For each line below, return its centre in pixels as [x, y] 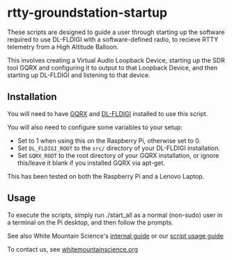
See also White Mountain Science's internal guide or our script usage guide [116, 236]
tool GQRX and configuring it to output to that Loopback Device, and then [113, 67]
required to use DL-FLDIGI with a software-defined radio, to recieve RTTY [113, 39]
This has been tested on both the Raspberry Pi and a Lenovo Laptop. [106, 176]
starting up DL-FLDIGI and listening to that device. [79, 75]
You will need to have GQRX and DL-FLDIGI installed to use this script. [108, 113]
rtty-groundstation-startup [87, 13]
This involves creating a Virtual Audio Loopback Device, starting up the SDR [116, 60]
